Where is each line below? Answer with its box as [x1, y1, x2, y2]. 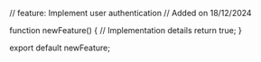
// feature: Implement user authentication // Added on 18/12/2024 [9, 8, 252, 18]
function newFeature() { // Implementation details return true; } [9, 25, 242, 35]
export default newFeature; [9, 42, 111, 53]
